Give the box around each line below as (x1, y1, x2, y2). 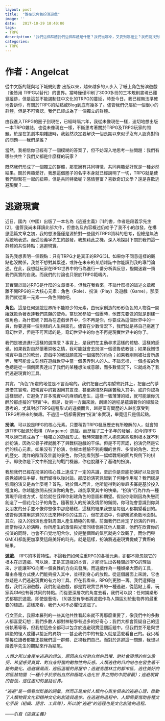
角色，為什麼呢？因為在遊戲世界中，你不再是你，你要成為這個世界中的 (9, 317, 151, 323)
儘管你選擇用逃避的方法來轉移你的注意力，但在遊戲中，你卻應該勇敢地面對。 (5, 512, 160, 518)
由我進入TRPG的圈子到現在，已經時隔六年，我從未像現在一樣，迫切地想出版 (5, 118, 158, 124)
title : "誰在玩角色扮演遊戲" (5, 12, 60, 17)
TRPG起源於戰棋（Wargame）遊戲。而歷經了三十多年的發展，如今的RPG (9, 427, 156, 434)
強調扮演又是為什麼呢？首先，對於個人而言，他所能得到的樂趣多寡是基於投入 (5, 481, 160, 487)
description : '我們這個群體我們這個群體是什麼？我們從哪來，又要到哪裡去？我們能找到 (5, 35, 160, 40)
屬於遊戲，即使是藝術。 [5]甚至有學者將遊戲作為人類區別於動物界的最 (13, 596, 154, 601)
